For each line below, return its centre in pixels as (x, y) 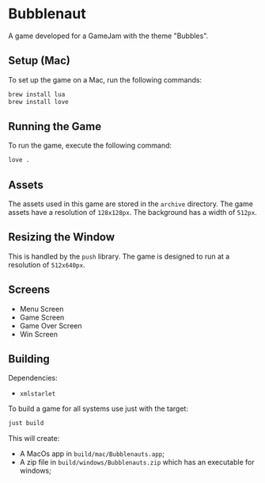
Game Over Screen (51, 325)
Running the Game (55, 126)
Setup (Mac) (40, 61)
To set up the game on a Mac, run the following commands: (105, 79)
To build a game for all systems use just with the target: (98, 408)
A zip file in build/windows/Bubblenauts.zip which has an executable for (137, 462)
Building (29, 359)
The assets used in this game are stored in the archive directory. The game (131, 204)
